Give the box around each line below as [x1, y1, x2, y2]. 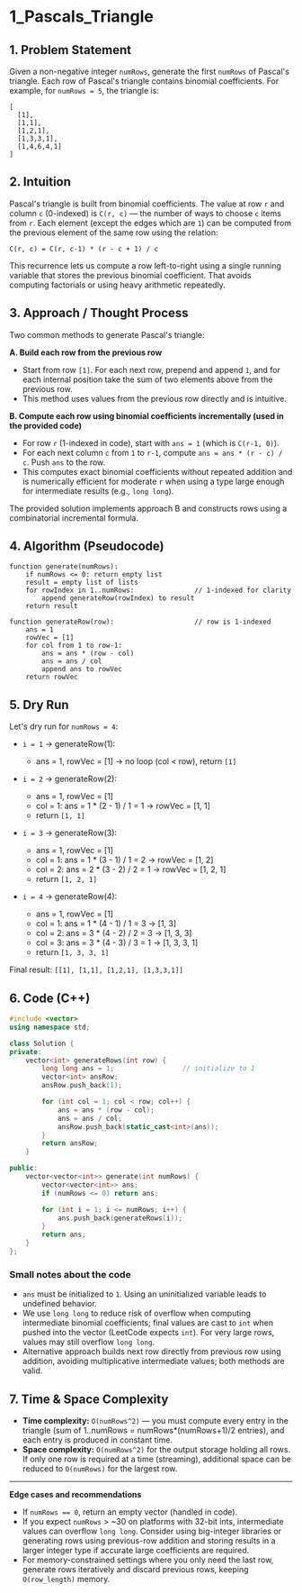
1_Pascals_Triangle [9, 6, 155, 27]
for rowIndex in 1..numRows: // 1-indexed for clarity [25, 586, 292, 596]
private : [9, 1047, 42, 1056]
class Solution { [9, 1039, 75, 1048]
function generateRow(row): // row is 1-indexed [9, 617, 271, 627]
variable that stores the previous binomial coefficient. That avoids [9, 269, 252, 280]
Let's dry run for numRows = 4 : [9, 721, 119, 732]
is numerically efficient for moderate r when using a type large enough [22, 476, 285, 487]
